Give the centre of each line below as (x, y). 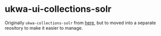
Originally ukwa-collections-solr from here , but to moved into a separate (80, 23)
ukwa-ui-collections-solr (58, 9)
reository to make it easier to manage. (44, 28)
